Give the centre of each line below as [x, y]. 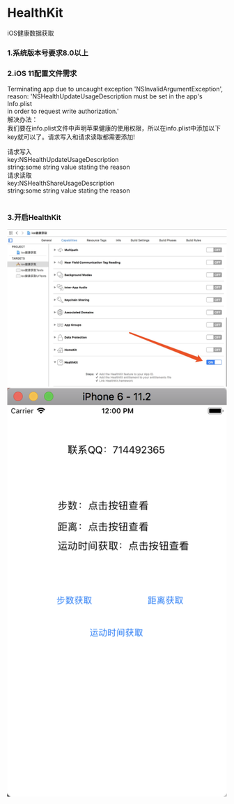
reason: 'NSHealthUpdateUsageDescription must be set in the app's [105, 96]
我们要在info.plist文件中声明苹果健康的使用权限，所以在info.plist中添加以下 [114, 128]
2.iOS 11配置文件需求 [42, 73]
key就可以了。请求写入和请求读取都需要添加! [71, 137]
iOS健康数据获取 [31, 33]
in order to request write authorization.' [63, 111]
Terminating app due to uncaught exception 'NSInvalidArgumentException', [115, 89]
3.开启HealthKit [34, 218]
